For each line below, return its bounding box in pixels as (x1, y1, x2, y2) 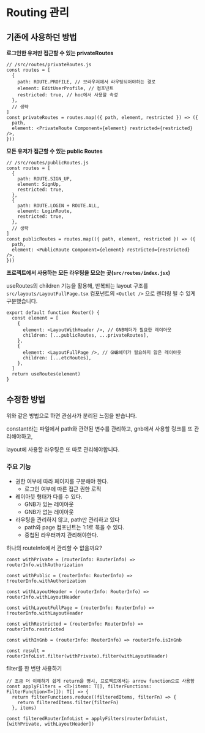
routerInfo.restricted (6, 626, 64, 632)
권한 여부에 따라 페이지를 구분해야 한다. (15, 478, 109, 485)
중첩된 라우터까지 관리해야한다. (24, 531, 99, 539)
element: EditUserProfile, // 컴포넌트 (17, 85, 114, 91)
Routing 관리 (6, 6, 69, 20)
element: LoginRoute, (17, 208, 72, 214)
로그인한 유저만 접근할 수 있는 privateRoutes (6, 50, 114, 56)
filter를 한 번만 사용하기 (6, 665, 62, 672)
